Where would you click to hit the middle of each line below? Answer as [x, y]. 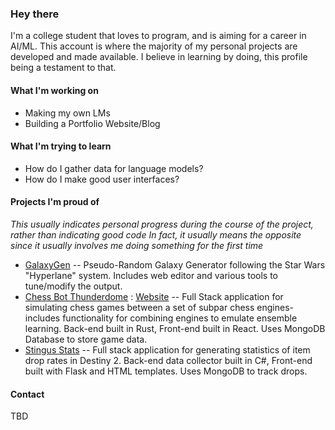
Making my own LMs [67, 113]
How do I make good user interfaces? [102, 179]
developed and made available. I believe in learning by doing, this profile [159, 57]
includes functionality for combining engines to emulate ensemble [161, 318]
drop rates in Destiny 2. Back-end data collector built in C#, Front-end [168, 360]
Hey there [35, 14]
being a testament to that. [63, 68]
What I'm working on [54, 90]
